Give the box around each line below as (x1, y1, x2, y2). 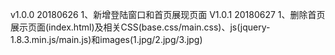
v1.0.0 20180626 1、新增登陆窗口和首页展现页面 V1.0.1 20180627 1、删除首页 (10, 9, 326, 20)
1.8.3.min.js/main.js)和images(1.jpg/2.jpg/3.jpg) (10, 34, 203, 45)
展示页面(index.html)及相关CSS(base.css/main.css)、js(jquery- (10, 21, 271, 33)
